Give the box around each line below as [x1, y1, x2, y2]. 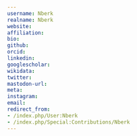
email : [7, 100, 26, 106]
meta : [7, 87, 23, 93]
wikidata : [7, 67, 36, 74]
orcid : [7, 49, 26, 56]
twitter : [7, 73, 32, 81]
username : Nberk [7, 10, 53, 17]
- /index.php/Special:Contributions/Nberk [7, 118, 130, 126]
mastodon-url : [7, 80, 48, 87]
